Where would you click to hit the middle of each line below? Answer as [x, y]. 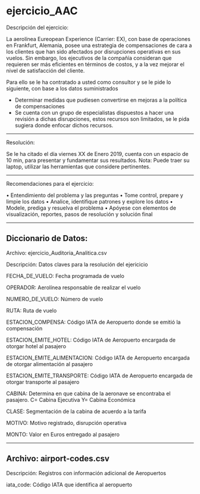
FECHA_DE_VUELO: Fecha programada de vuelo [65, 276]
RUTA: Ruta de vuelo [32, 310]
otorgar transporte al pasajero [43, 382]
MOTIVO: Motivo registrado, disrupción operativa [66, 423]
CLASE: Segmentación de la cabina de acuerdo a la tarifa [76, 411]
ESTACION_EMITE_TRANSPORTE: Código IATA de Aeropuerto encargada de [100, 376]
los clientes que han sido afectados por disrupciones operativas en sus [93, 51]
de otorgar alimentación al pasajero [50, 364]
